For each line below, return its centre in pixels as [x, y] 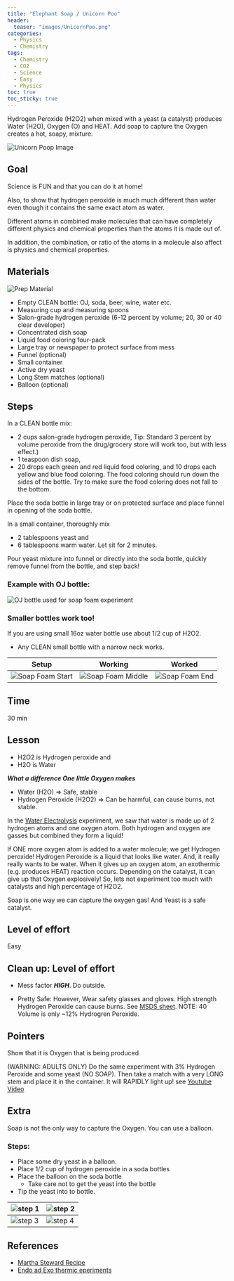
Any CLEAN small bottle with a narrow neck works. [91, 647]
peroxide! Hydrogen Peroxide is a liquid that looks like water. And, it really [113, 856]
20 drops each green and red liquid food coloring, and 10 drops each [117, 467]
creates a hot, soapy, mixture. [50, 134]
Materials [28, 272]
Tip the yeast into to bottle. [56, 1192]
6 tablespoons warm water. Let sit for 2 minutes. [87, 545]
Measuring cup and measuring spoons [73, 309]
